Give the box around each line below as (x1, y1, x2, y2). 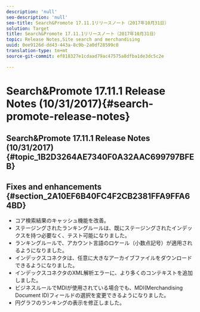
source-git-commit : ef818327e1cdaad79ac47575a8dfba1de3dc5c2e (6, 53, 164, 59)
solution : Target (6, 25, 50, 32)
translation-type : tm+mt (6, 48, 68, 54)
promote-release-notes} (6, 109, 130, 123)
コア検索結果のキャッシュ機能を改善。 (14, 217, 109, 224)
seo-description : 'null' (6, 14, 68, 20)
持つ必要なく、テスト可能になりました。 (30, 232, 130, 239)
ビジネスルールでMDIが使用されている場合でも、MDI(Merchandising (14, 285, 183, 292)
